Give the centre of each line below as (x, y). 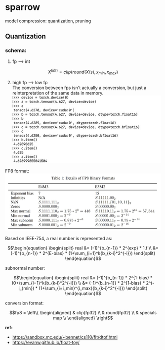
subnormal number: (25, 268)
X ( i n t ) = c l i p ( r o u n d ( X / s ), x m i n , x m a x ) (83, 72)
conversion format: (24, 303)
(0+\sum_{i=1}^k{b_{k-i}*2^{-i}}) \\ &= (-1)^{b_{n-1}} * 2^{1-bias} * (78, 283)
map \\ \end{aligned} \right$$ (83, 318)
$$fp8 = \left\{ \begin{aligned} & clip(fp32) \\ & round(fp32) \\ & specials (83, 313)
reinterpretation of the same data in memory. (58, 93)
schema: (16, 50)
